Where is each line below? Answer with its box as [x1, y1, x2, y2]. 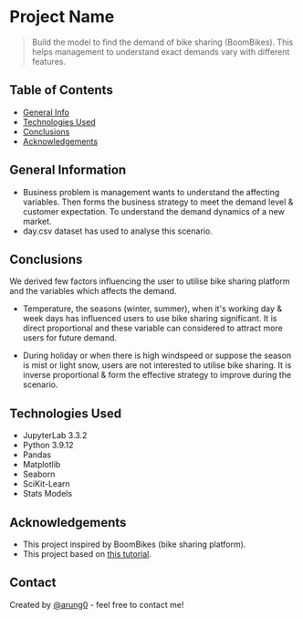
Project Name [9, 6, 115, 27]
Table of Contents [9, 82, 114, 98]
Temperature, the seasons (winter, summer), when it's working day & [22, 303, 283, 314]
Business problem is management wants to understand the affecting [22, 186, 280, 197]
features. [31, 56, 67, 67]
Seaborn [22, 468, 56, 480]
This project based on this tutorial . [22, 549, 152, 559]
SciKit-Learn [22, 478, 70, 489]
